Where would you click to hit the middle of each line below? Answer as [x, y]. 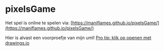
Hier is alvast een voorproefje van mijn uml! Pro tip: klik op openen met [78, 38]
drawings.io [17, 43]
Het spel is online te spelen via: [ [39, 23]
